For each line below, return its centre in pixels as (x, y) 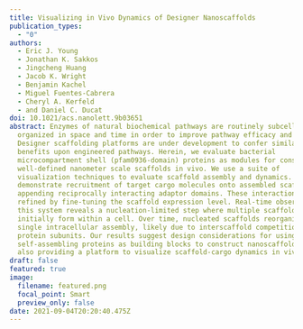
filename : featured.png (62, 286)
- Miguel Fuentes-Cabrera (66, 93)
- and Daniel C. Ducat (60, 110)
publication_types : (46, 26)
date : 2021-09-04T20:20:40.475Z (70, 311)
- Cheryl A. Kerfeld (56, 101)
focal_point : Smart (54, 294)
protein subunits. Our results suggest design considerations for (145, 235)
